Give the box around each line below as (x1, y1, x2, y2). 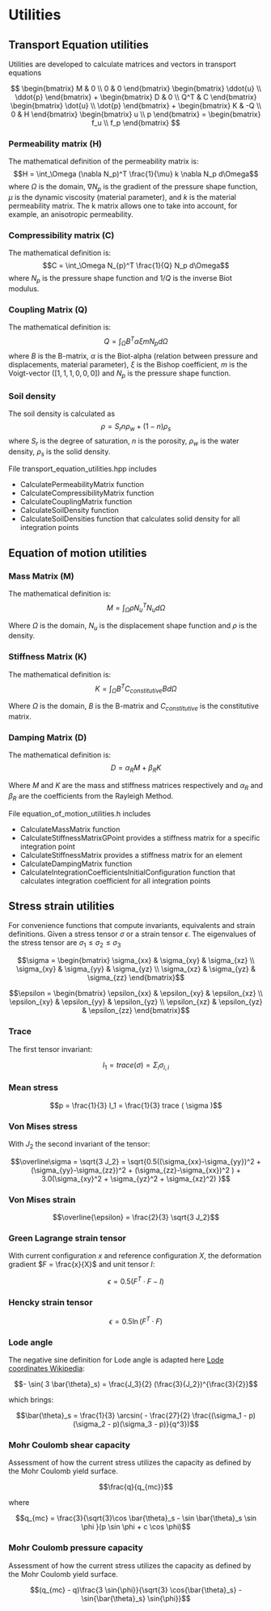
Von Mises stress (8, 1121, 78, 1132)
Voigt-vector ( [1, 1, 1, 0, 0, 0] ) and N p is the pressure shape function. (8, 368, 231, 379)
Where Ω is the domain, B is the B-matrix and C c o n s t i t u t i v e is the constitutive (8, 702, 259, 713)
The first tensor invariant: (8, 1044, 93, 1054)
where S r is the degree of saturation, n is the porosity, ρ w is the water (8, 435, 240, 447)
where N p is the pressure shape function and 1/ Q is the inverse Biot (8, 273, 233, 285)
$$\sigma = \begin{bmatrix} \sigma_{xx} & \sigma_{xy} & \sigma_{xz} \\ (17, 956, 255, 965)
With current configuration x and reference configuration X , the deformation (8, 1251, 261, 1261)
